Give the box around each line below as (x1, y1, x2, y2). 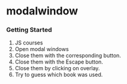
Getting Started (6, 26, 52, 34)
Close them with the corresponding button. (14, 52, 122, 59)
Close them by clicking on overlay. (14, 65, 100, 72)
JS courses (14, 39, 43, 46)
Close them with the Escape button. (14, 58, 104, 65)
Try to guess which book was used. (14, 71, 103, 79)
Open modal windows (14, 46, 69, 53)
